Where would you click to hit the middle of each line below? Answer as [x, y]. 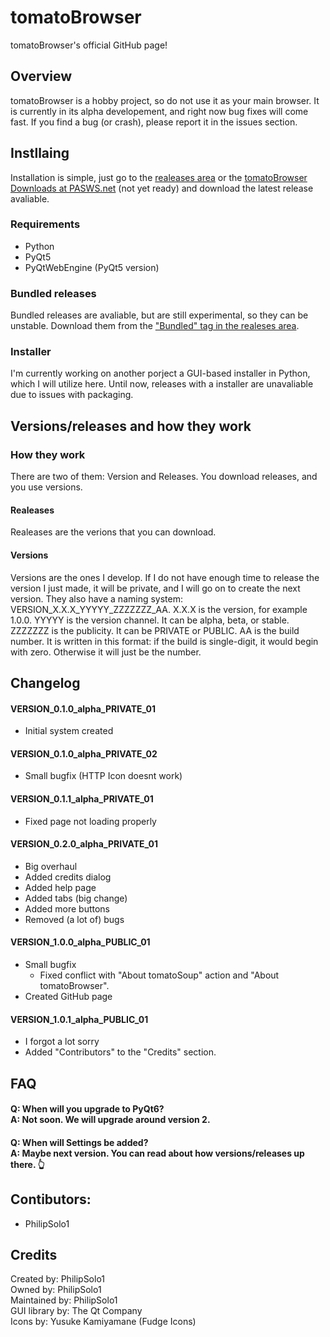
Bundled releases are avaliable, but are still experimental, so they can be [159, 315]
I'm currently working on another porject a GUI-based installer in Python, [160, 373]
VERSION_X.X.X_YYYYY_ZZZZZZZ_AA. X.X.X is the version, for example [159, 609]
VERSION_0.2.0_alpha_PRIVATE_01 [84, 844]
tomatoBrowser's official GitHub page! [89, 45]
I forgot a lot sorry [62, 1042]
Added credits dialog [68, 877]
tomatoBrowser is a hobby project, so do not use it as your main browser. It [165, 100]
